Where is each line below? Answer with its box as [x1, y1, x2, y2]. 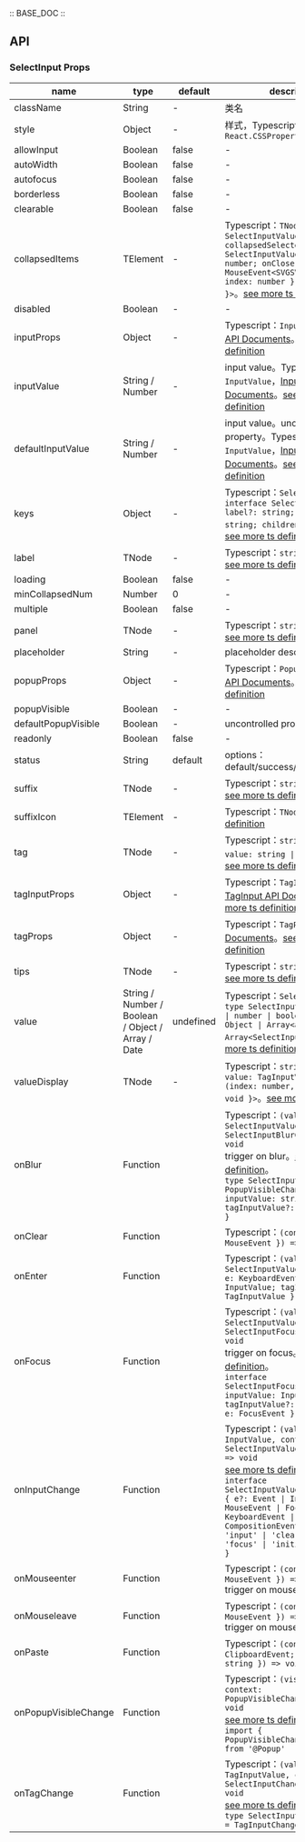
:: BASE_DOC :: [9, 8, 66, 18]
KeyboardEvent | [224, 1511, 295, 1522]
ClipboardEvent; [224, 1649, 295, 1659]
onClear [14, 1229, 48, 1242]
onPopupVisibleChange [14, 1706, 114, 1718]
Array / [122, 1032, 152, 1045]
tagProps [14, 929, 53, 942]
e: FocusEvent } [224, 1408, 295, 1418]
